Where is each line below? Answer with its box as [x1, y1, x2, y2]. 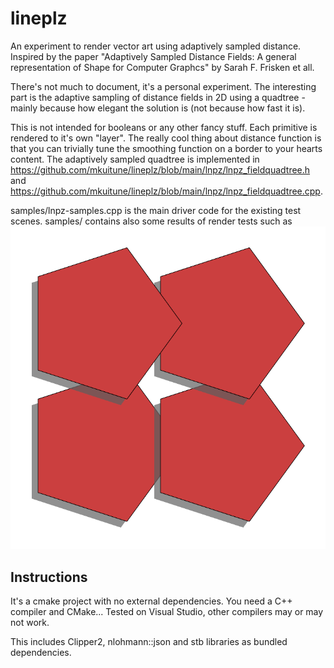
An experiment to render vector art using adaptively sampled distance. [10, 40, 302, 52]
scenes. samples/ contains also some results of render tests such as [10, 215, 293, 227]
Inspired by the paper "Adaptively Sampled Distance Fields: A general [10, 50, 297, 62]
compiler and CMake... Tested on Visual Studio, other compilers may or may [10, 606, 324, 618]
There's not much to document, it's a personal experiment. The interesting [10, 80, 317, 92]
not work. [10, 617, 50, 629]
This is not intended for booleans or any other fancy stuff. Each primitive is [10, 121, 318, 133]
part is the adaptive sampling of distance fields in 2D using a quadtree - [10, 91, 306, 103]
